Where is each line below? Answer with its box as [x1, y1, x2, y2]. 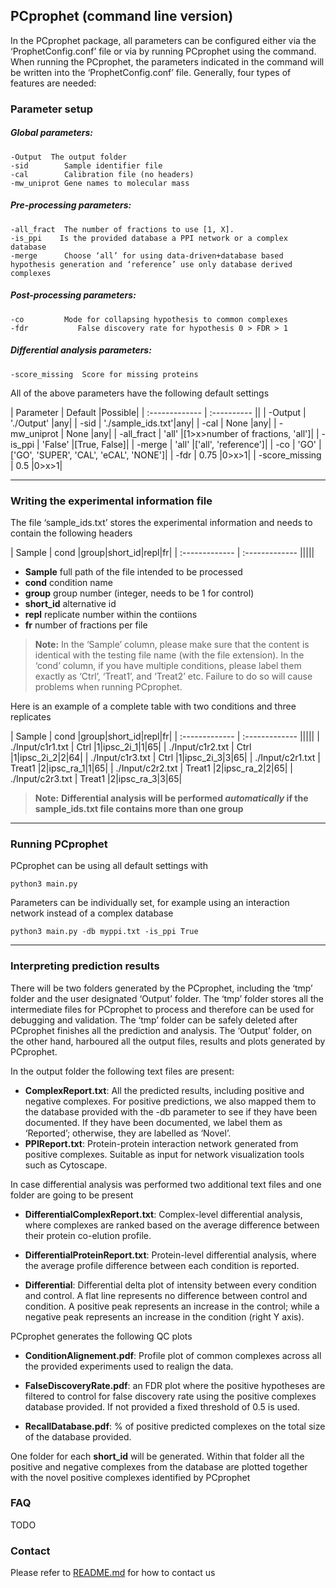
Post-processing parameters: [10, 289, 137, 301]
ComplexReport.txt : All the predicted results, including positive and [24, 1084, 305, 1096]
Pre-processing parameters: [10, 199, 132, 211]
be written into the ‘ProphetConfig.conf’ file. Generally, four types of [10, 66, 292, 78]
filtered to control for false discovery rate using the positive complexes [24, 1390, 317, 1402]
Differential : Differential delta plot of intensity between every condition [24, 1279, 317, 1291]
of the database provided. [24, 1430, 132, 1443]
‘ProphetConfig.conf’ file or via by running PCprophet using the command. [10, 45, 317, 57]
